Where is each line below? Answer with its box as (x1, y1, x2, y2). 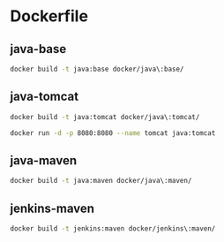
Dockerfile (10, 6, 89, 26)
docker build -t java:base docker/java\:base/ (10, 64, 184, 73)
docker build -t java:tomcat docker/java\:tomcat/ (10, 112, 200, 121)
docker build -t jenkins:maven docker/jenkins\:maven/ (10, 223, 216, 233)
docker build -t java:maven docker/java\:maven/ (10, 177, 192, 185)
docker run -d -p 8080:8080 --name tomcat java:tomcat (10, 128, 216, 138)
